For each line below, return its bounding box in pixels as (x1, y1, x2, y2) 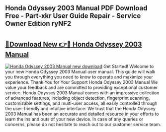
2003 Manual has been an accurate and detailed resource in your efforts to (5, 111, 159, 117)
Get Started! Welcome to (103, 64, 154, 69)
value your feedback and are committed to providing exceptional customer (5, 84, 158, 90)
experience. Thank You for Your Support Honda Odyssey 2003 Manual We (5, 79, 158, 85)
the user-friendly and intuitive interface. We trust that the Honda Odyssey (5, 106, 156, 111)
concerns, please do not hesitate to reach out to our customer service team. (5, 122, 162, 127)
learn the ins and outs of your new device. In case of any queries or (5, 116, 144, 122)
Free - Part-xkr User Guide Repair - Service (5, 12, 141, 20)
